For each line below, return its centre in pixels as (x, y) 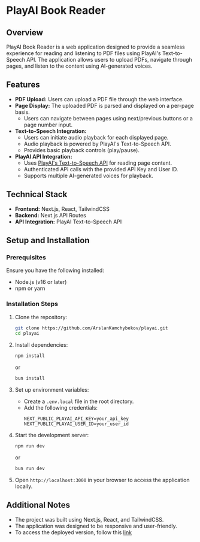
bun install (30, 379)
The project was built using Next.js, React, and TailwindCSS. (89, 519)
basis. (22, 112)
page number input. (48, 125)
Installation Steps (32, 304)
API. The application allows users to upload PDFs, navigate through (110, 60)
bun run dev (30, 468)
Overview (25, 33)
